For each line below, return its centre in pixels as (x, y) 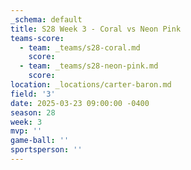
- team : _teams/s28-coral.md (80, 47)
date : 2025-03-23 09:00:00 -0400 (80, 103)
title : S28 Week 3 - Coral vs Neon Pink (96, 29)
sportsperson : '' (46, 150)
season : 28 (33, 112)
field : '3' (33, 94)
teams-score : (37, 38)
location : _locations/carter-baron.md (91, 85)
